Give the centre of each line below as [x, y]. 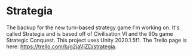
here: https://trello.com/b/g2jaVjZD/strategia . [62, 46]
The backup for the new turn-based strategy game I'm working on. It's [93, 27]
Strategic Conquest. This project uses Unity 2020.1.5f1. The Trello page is [96, 40]
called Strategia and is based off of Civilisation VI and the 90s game [90, 33]
